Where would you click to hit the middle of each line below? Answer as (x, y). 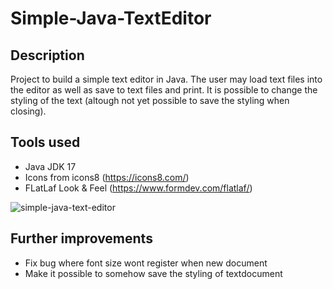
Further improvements (81, 238)
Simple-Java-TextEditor (111, 18)
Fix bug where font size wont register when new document (146, 263)
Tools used (45, 142)
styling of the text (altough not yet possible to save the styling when (150, 100)
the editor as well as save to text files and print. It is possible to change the (164, 90)
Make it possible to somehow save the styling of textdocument (153, 273)
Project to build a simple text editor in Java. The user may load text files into (166, 79)
